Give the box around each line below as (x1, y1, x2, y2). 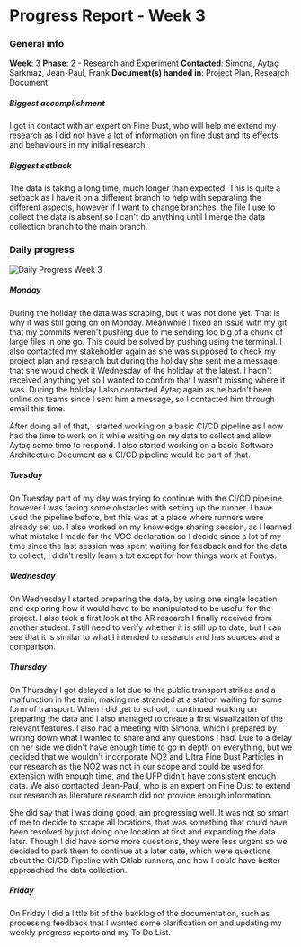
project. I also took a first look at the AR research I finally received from (9, 612, 272, 623)
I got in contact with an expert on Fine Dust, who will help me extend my (9, 121, 277, 131)
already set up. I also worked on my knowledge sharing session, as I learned (9, 521, 292, 532)
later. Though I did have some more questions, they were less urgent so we (9, 835, 288, 846)
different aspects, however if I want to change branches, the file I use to (9, 202, 276, 212)
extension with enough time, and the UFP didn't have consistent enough (9, 771, 277, 781)
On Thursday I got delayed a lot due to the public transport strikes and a (9, 684, 276, 695)
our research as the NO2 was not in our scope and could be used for (9, 761, 264, 771)
